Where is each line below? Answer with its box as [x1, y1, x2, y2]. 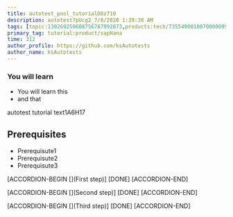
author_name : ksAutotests [7, 49, 82, 56]
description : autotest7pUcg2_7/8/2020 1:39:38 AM [7, 17, 154, 24]
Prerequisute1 [17, 146, 57, 155]
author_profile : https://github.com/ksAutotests [7, 42, 150, 49]
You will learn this [17, 87, 68, 96]
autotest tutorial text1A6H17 [7, 108, 86, 116]
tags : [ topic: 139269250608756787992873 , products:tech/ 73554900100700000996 [7, 23, 231, 30]
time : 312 [7, 36, 36, 43]
